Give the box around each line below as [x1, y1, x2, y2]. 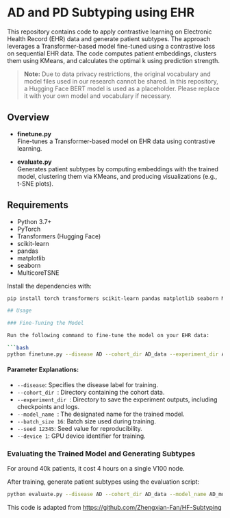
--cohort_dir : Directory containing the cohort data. [16, 388, 165, 397]
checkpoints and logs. [16, 403, 80, 411]
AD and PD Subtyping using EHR [7, 5, 195, 21]
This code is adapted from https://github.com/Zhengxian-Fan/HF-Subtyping [7, 504, 222, 512]
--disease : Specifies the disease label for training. [16, 381, 159, 389]
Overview [7, 112, 50, 123]
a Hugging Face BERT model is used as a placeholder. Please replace [23, 84, 220, 92]
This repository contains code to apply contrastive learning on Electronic [7, 27, 212, 36]
